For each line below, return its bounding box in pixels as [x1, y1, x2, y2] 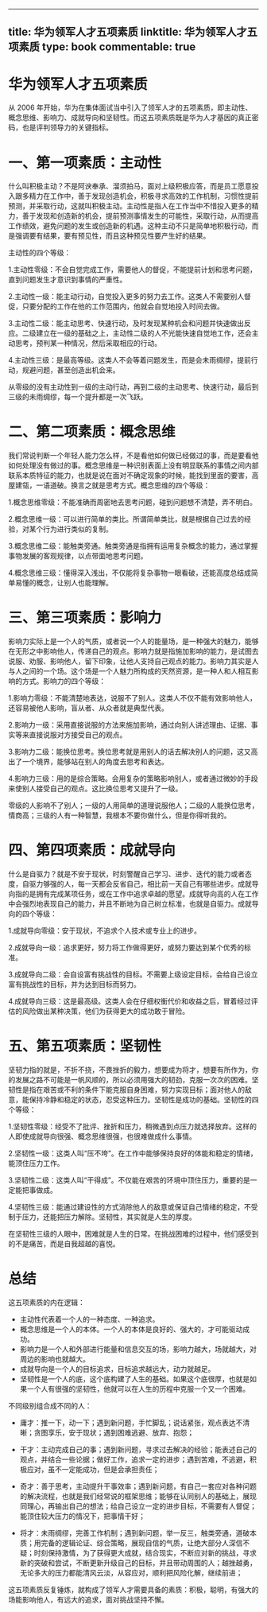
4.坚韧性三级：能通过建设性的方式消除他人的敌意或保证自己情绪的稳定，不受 [8, 1202, 258, 1212]
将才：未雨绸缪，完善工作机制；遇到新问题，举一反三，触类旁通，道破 [19, 1528, 250, 1537]
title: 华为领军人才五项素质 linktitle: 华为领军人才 [8, 25, 248, 39]
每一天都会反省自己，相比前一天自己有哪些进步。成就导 [77, 880, 259, 889]
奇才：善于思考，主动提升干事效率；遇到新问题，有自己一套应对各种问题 [19, 1481, 257, 1491]
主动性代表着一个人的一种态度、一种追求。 [19, 1314, 160, 1324]
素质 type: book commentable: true [18, 41, 196, 54]
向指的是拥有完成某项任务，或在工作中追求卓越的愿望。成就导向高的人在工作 [8, 889, 259, 899]
